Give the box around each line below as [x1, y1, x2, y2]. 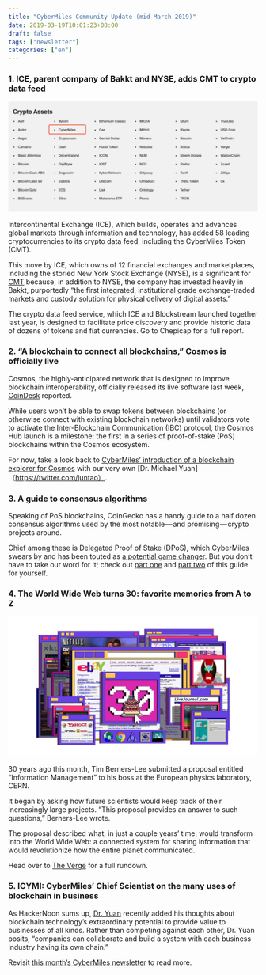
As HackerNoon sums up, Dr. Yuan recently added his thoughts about [8, 909, 235, 918]
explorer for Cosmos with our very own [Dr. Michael [8, 463, 177, 472]
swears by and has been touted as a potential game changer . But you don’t [8, 551, 253, 561]
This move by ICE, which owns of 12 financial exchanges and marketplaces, [8, 260, 255, 270]
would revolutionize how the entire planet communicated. [8, 845, 196, 855]
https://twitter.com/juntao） [15, 472, 105, 482]
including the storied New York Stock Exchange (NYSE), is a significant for [8, 269, 251, 279]
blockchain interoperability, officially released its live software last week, [8, 382, 244, 392]
